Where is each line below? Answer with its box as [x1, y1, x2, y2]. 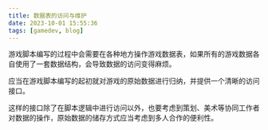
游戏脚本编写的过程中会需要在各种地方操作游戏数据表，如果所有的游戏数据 [8, 49, 253, 59]
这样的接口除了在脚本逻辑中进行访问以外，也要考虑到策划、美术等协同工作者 [8, 103, 260, 112]
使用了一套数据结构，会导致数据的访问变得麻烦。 [14, 59, 176, 69]
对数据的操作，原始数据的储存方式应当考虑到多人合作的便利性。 [8, 113, 218, 123]
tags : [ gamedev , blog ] [8, 26, 84, 34]
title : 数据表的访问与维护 [8, 11, 88, 20]
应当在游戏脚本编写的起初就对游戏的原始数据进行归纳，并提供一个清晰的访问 [8, 77, 260, 86]
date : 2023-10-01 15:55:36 [8, 19, 98, 27]
